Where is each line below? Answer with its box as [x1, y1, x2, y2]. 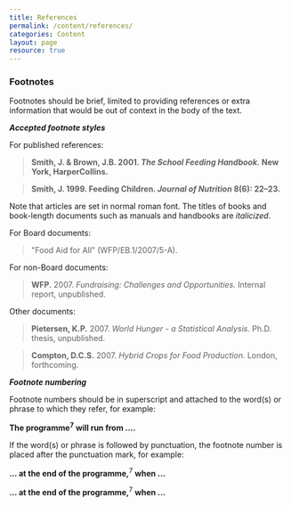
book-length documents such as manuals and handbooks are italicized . [9, 210, 271, 221]
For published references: [9, 140, 104, 151]
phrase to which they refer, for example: [9, 404, 156, 414]
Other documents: [9, 306, 76, 317]
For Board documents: [9, 228, 92, 239]
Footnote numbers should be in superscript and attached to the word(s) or [9, 394, 282, 405]
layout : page [9, 37, 58, 47]
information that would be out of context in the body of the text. [9, 105, 243, 116]
